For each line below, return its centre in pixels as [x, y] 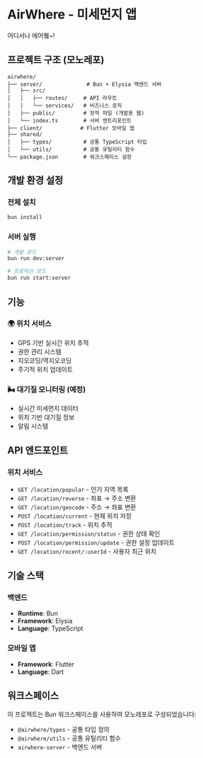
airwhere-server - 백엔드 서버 [60, 747]
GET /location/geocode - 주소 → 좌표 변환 [77, 507]
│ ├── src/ [27, 90]
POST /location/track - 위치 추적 [65, 524]
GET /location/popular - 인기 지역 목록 [73, 489]
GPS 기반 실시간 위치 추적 [53, 343]
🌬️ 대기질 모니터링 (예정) [47, 389]
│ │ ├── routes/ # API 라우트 [62, 98]
